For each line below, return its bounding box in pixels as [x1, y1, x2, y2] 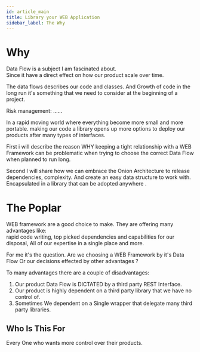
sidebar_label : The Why [6, 20, 66, 26]
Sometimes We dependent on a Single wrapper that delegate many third [14, 299, 193, 307]
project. [6, 96, 26, 103]
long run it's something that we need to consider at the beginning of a [6, 89, 178, 97]
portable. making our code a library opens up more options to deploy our [6, 125, 186, 132]
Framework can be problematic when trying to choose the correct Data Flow [6, 150, 194, 157]
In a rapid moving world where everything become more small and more [6, 119, 184, 126]
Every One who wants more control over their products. [6, 339, 143, 347]
